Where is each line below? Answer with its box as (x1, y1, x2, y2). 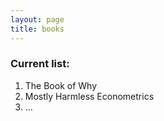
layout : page (10, 14, 65, 25)
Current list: (10, 57, 70, 71)
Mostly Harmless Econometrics (24, 90, 155, 102)
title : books (10, 24, 65, 34)
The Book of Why (24, 79, 98, 91)
